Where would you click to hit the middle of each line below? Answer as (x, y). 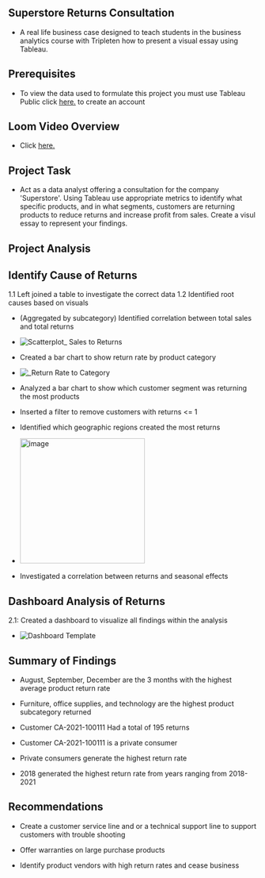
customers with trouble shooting (72, 834)
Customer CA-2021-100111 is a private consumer (98, 743)
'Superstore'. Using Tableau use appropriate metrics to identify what (131, 198)
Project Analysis (49, 248)
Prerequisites (42, 74)
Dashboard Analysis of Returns (87, 601)
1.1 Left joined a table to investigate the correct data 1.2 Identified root (121, 295)
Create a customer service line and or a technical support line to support (138, 826)
